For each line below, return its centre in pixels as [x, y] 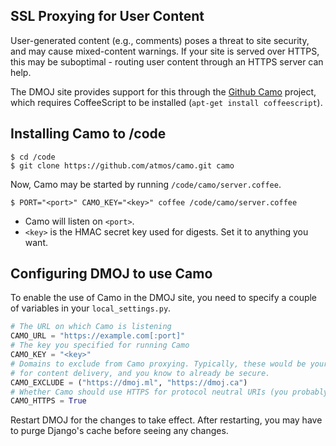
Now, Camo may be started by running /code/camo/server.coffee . [146, 184]
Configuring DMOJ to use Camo [111, 274]
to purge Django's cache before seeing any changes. [119, 431]
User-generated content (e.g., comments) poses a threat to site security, [160, 40]
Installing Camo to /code [88, 134]
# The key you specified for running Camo [100, 345]
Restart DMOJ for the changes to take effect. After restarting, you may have [166, 420]
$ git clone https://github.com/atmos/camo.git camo [122, 165]
